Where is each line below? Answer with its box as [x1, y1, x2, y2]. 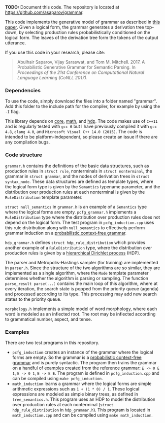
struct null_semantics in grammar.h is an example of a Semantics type [5, 204, 147, 210]
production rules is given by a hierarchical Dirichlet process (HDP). [5, 250, 140, 256]
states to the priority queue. [5, 296, 62, 302]
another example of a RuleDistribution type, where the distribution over [5, 245, 152, 250]
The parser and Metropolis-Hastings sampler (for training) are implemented [5, 259, 159, 265]
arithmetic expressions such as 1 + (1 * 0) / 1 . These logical [12, 386, 139, 391]
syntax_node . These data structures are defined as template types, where [5, 178, 154, 184]
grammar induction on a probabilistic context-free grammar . [5, 230, 127, 236]
